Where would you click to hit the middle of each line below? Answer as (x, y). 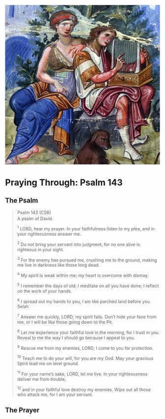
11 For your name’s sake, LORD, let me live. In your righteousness (82, 373)
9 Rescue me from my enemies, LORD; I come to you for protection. (85, 347)
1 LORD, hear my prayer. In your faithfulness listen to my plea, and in (86, 228)
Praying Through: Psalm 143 (64, 182)
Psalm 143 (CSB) (34, 212)
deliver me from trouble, (41, 379)
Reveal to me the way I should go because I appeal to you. (76, 337)
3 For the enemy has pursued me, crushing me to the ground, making (87, 259)
